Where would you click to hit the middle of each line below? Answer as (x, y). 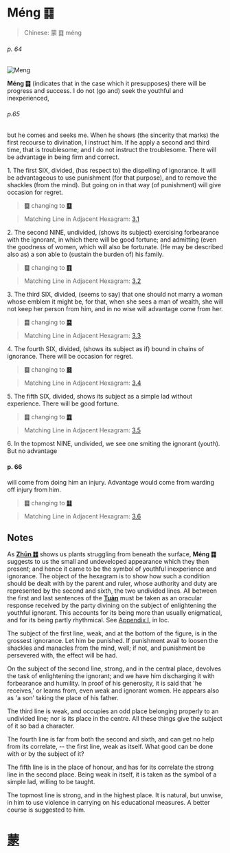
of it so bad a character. (41, 726)
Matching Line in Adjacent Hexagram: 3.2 (82, 281)
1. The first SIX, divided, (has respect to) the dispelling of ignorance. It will (112, 171)
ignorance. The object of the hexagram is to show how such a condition (109, 576)
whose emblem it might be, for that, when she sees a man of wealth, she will (115, 302)
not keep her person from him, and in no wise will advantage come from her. (115, 309)
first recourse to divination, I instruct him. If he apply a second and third (108, 143)
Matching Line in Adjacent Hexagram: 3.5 (82, 430)
